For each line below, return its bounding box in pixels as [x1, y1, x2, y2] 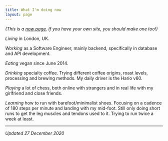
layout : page [5, 12, 32, 17]
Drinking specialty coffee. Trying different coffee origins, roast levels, [5, 69, 148, 75]
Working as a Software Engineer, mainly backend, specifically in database [5, 45, 157, 51]
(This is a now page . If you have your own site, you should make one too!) [5, 25, 158, 31]
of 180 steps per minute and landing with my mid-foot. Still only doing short [5, 105, 160, 111]
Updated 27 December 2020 [5, 130, 64, 136]
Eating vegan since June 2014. [5, 60, 68, 66]
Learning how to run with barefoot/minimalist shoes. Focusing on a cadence [5, 99, 162, 105]
